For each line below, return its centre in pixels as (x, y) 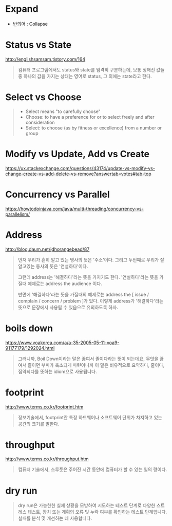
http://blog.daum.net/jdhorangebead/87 (47, 249)
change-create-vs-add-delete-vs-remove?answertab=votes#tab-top (78, 174)
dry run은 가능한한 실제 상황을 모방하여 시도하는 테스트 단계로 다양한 (87, 505)
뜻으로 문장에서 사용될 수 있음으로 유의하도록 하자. (68, 307)
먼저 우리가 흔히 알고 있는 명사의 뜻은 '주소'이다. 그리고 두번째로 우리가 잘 (91, 259)
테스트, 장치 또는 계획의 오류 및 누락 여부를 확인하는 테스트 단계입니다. (97, 512)
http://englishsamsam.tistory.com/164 (45, 59)
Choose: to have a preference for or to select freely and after (90, 117)
